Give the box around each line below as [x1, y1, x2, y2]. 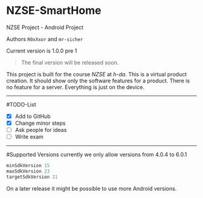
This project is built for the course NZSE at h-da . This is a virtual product [6, 70, 187, 78]
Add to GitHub [14, 113, 51, 120]
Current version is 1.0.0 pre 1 [6, 47, 77, 54]
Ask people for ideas [14, 127, 67, 134]
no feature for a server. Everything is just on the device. [6, 83, 145, 91]
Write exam [14, 133, 44, 140]
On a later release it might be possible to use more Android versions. [6, 185, 177, 192]
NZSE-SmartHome [6, 4, 101, 18]
